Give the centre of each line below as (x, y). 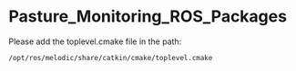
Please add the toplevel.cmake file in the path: (95, 41)
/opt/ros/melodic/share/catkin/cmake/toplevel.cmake (111, 58)
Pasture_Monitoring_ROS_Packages (148, 17)
